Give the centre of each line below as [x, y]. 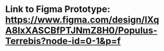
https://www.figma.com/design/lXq [82, 20]
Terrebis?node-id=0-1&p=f [63, 41]
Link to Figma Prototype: [58, 9]
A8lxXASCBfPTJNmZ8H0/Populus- [81, 30]
